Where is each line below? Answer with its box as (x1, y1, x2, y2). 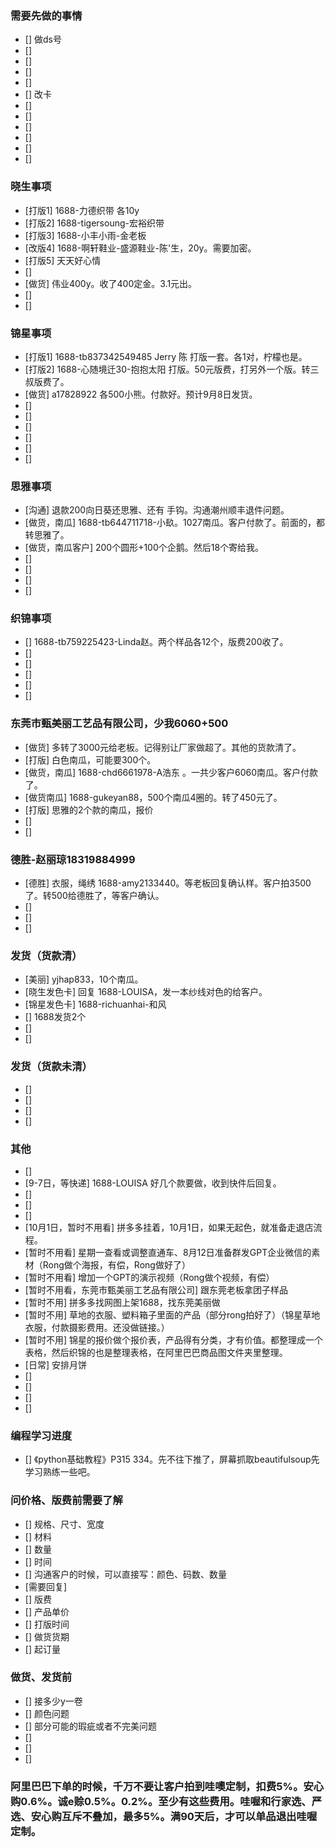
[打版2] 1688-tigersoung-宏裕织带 (24, 217, 165, 229)
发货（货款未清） (10, 1060, 93, 1074)
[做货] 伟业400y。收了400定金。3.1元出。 (24, 277, 198, 289)
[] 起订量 (24, 1643, 61, 1655)
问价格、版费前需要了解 (10, 1493, 123, 1507)
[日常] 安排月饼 (24, 1358, 87, 1371)
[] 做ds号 (24, 33, 62, 46)
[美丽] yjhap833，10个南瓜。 (24, 973, 144, 986)
